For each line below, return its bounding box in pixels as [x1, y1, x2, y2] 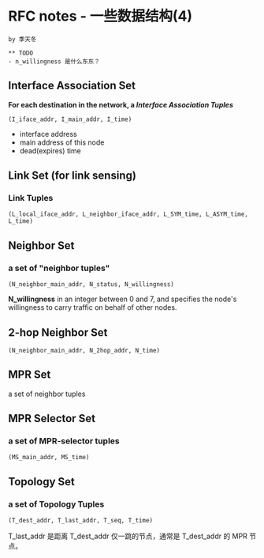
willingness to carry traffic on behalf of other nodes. [8, 303, 177, 312]
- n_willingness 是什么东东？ [8, 57, 100, 66]
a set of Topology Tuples [8, 499, 105, 510]
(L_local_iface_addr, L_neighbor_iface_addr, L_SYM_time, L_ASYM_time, [8, 210, 248, 218]
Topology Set [8, 475, 75, 488]
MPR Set [8, 368, 51, 382]
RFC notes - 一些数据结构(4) [8, 7, 193, 25]
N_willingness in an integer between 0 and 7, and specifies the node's [8, 294, 237, 304]
